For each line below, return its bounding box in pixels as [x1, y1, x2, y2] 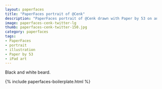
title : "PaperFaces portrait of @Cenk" [5, 12, 85, 16]
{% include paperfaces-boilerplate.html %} [5, 79, 91, 85]
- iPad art [5, 56, 27, 61]
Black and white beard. [5, 69, 51, 75]
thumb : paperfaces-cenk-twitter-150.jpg [5, 25, 88, 30]
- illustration [5, 47, 36, 52]
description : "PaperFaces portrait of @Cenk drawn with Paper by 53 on [5, 16, 152, 21]
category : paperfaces [5, 29, 49, 34]
